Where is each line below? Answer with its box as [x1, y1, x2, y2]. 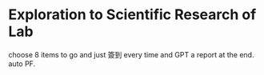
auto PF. [8, 58, 36, 69]
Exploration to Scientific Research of [8, 6, 257, 24]
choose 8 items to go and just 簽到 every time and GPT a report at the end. [8, 49, 254, 59]
